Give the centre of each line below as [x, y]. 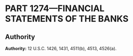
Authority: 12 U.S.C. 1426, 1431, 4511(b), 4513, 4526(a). [61, 48]
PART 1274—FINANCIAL [55, 9]
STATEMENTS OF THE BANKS [67, 19]
